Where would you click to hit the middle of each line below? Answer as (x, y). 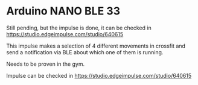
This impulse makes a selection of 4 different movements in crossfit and (96, 46)
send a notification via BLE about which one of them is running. (85, 52)
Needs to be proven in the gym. (46, 64)
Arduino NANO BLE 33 (63, 11)
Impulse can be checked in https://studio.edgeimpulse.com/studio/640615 (99, 75)
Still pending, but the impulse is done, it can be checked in (79, 28)
